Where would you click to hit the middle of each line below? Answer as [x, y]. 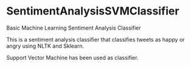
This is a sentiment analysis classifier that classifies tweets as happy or [95, 39]
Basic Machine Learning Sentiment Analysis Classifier [74, 28]
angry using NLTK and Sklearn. [45, 46]
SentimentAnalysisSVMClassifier [93, 11]
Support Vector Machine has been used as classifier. [72, 57]
